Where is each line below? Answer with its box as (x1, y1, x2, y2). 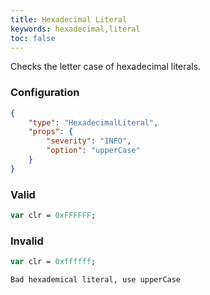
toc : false (10, 33, 56, 43)
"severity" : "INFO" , (46, 136, 132, 146)
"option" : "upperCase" (46, 146, 141, 156)
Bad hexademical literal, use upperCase (10, 275, 182, 285)
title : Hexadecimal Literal (10, 14, 128, 25)
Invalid (10, 234, 44, 248)
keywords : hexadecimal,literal (10, 24, 141, 34)
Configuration (10, 86, 80, 100)
